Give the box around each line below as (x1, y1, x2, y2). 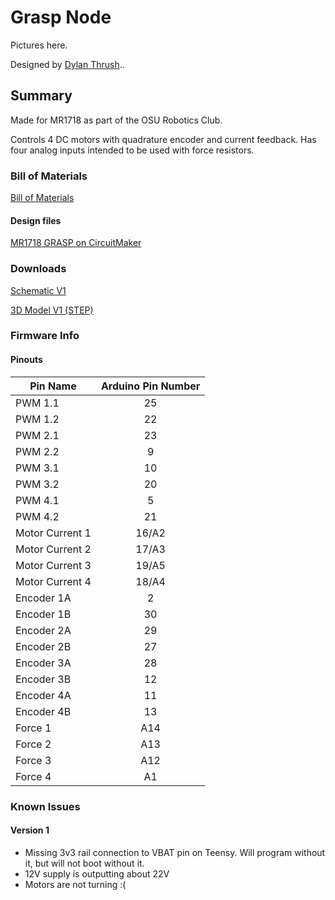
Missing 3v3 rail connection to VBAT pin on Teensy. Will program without (24, 846, 326, 858)
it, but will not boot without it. (24, 857, 145, 869)
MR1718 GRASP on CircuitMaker (10, 237, 142, 249)
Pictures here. (10, 39, 68, 51)
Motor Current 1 (15, 526, 92, 540)
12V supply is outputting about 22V (24, 867, 170, 880)
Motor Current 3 (15, 558, 92, 572)
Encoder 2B (15, 639, 72, 653)
